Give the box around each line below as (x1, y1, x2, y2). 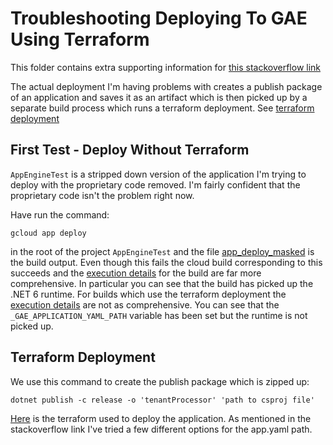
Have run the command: (10, 208, 110, 221)
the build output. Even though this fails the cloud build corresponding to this (10, 256, 323, 268)
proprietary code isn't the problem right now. (10, 189, 195, 201)
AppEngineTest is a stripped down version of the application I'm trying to (10, 168, 307, 180)
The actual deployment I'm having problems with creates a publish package (10, 80, 323, 92)
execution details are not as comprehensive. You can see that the (10, 298, 280, 311)
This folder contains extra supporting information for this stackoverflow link (10, 61, 322, 73)
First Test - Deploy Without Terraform (10, 142, 250, 159)
